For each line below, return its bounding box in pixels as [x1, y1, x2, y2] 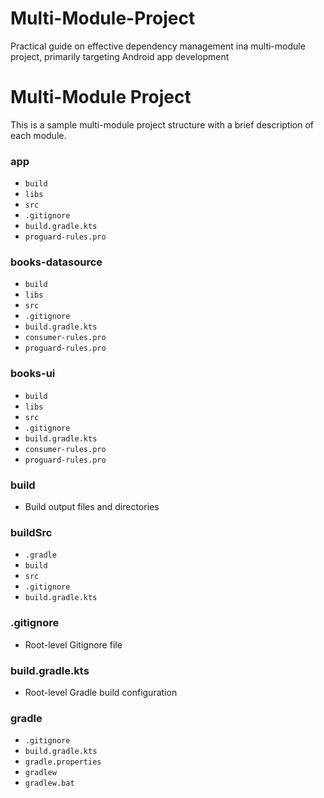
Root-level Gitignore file [24, 638, 123, 651]
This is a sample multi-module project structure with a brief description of [10, 118, 314, 131]
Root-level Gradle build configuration [24, 686, 178, 698]
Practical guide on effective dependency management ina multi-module [10, 40, 306, 52]
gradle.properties [24, 757, 102, 767]
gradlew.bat [24, 778, 75, 789]
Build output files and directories [24, 501, 160, 513]
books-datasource [10, 255, 103, 269]
